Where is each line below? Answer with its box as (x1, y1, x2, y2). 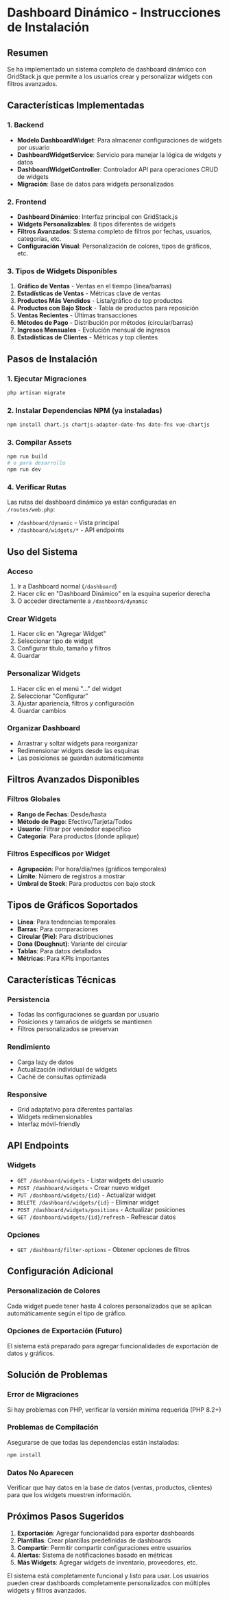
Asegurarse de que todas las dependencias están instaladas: (7, 1438, 180, 1446)
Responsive (7, 1090, 47, 1099)
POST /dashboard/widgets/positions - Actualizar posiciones (16, 1205, 186, 1213)
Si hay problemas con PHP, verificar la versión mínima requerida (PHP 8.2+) (7, 1406, 221, 1414)
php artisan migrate (7, 389, 67, 396)
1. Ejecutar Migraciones (7, 374, 87, 383)
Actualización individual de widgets (16, 1065, 118, 1073)
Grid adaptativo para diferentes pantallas (16, 1105, 133, 1113)
